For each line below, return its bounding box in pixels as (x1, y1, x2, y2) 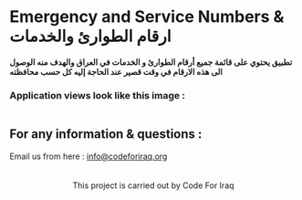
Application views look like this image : (9, 89, 185, 101)
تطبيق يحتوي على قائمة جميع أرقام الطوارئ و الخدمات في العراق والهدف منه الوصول (9, 57, 293, 68)
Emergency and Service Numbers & (9, 6, 285, 27)
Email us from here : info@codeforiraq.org (9, 151, 168, 162)
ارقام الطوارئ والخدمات (9, 26, 172, 47)
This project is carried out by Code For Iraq (72, 180, 234, 191)
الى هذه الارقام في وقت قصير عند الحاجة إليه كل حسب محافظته (9, 66, 224, 77)
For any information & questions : (9, 126, 203, 142)
